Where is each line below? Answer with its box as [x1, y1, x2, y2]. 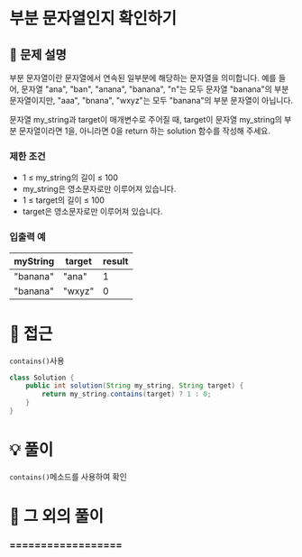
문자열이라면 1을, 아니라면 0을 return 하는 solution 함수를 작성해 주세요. [18, 125, 270, 136]
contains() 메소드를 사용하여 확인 [9, 470, 128, 482]
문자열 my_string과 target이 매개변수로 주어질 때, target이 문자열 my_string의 [9, 114, 282, 124]
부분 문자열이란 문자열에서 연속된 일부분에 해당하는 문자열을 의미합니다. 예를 [9, 73, 277, 83]
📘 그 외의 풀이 [9, 507, 105, 527]
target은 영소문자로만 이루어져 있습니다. [22, 206, 163, 217]
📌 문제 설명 [9, 47, 68, 62]
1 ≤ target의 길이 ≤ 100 [22, 195, 105, 205]
